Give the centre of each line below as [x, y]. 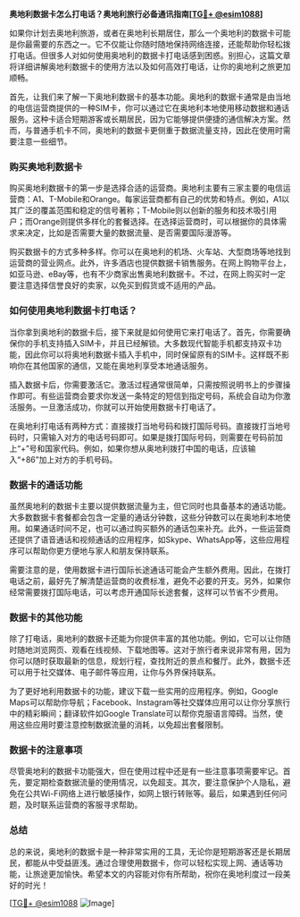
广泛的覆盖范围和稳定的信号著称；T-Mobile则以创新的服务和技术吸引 [143, 210]
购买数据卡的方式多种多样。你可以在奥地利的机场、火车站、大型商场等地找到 [150, 252]
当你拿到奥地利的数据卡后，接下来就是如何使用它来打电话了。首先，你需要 [146, 332]
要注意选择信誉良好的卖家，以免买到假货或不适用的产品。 [115, 285]
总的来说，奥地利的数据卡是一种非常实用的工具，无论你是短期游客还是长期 [146, 851]
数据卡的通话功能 [46, 485]
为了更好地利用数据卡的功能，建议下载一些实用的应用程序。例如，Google [144, 692]
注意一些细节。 [44, 141]
